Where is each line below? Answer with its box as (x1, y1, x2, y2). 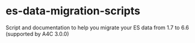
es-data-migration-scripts (5, 4, 141, 18)
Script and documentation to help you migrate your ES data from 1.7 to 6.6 (5, 24, 190, 31)
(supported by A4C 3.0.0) (5, 30, 69, 37)
